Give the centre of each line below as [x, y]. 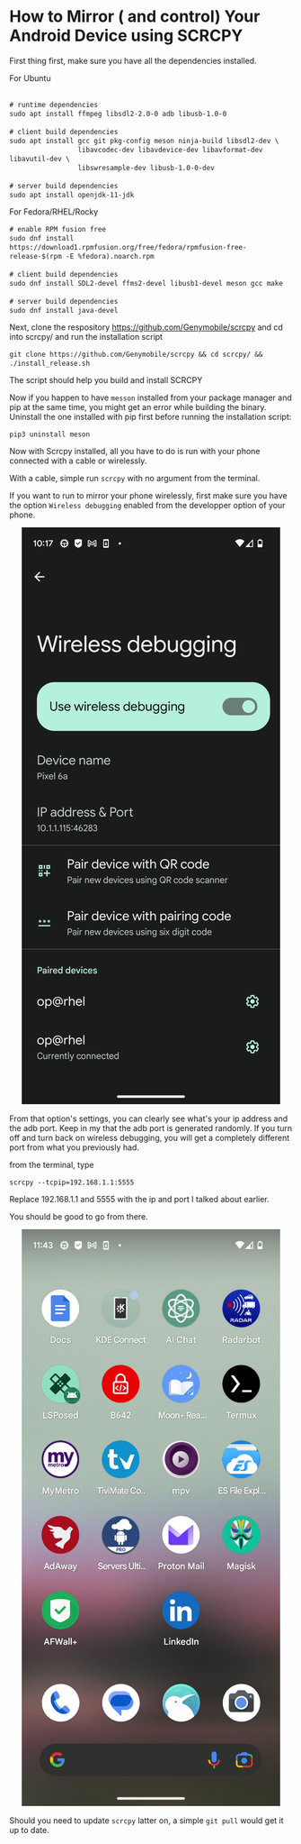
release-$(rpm [36, 256]
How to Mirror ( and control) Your [135, 17]
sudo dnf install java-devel [64, 310]
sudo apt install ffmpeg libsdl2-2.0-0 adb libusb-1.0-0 [118, 114]
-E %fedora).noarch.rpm [110, 256]
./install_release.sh [50, 363]
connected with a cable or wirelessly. [78, 461]
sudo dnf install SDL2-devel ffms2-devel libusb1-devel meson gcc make [146, 283]
